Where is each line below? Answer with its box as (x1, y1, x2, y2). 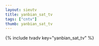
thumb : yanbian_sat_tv (5, 21, 53, 26)
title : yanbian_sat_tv (5, 12, 53, 17)
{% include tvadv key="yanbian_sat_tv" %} (5, 35, 94, 41)
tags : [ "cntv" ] (5, 16, 37, 21)
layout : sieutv (5, 7, 37, 12)
